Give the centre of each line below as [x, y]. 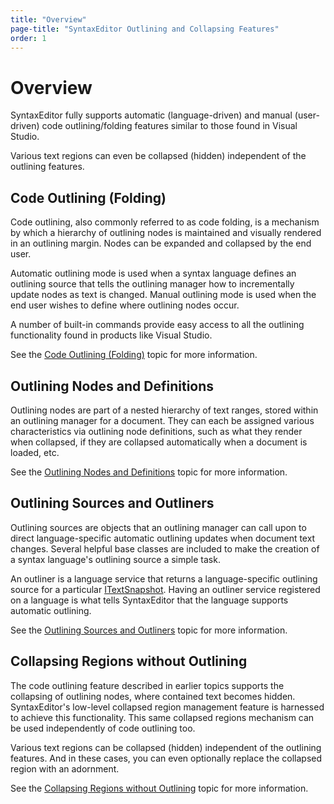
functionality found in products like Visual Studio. [111, 335]
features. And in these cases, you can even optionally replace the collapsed [166, 758]
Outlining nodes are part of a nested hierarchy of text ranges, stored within [164, 410]
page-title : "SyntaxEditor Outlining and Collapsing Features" [145, 29]
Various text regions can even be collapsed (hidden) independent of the [158, 156]
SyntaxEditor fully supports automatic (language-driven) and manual [151, 115]
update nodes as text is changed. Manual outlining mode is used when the [163, 295]
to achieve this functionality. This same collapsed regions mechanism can [162, 717]
